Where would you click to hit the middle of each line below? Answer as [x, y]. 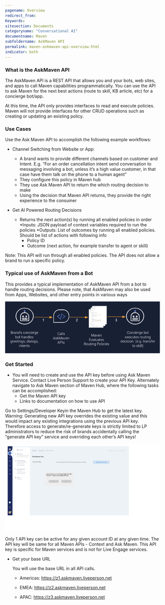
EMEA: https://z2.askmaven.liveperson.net [63, 587]
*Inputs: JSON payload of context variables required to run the [83, 225]
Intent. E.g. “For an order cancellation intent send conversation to [85, 164]
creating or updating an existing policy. [44, 116]
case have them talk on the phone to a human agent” [73, 174]
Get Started [19, 364]
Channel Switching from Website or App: [53, 149]
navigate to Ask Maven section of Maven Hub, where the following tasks [85, 385]
